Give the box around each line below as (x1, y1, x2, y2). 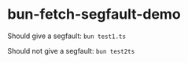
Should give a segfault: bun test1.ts (7, 31, 127, 40)
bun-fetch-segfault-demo (7, 5, 182, 23)
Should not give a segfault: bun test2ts (7, 46, 135, 55)
